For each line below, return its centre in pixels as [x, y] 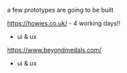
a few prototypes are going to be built [60, 10]
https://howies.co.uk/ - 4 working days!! [64, 23]
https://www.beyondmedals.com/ [54, 50]
